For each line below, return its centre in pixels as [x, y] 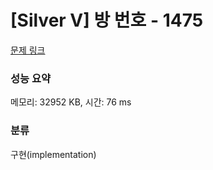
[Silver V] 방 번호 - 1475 [107, 20]
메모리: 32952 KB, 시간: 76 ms [71, 102]
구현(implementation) [53, 154]
